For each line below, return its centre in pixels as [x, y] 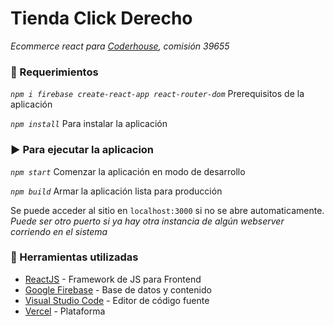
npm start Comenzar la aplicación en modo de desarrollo [128, 171]
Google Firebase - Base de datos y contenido [118, 289]
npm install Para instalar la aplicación [89, 124]
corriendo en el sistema [59, 231]
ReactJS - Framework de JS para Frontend [113, 279]
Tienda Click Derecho [101, 18]
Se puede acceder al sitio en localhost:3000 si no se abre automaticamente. [167, 210]
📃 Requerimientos [54, 72]
